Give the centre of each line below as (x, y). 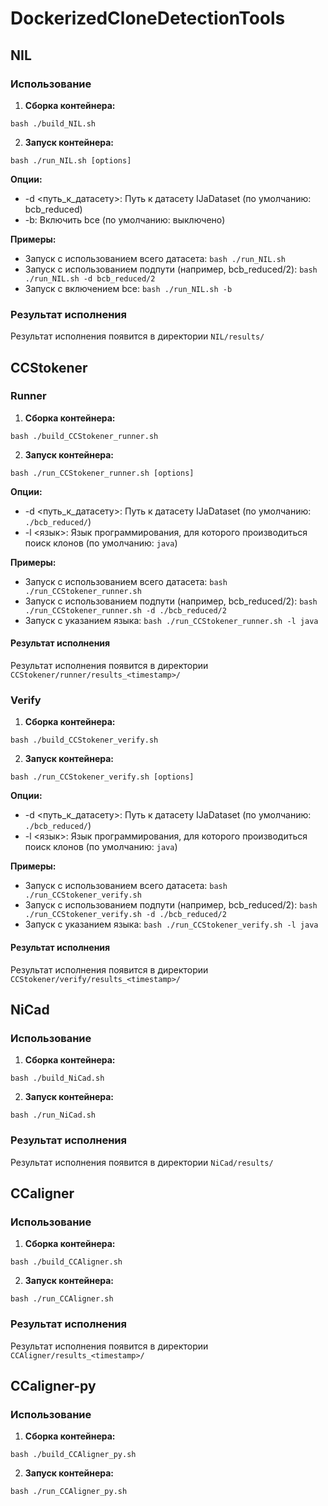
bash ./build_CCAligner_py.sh (73, 1455)
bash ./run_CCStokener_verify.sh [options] (102, 777)
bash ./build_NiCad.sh (57, 1078)
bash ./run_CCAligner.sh (62, 1299)
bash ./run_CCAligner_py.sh (69, 1492)
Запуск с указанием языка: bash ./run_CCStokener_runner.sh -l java (171, 620)
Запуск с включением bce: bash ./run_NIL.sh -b (128, 288)
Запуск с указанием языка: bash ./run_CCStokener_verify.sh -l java (171, 924)
